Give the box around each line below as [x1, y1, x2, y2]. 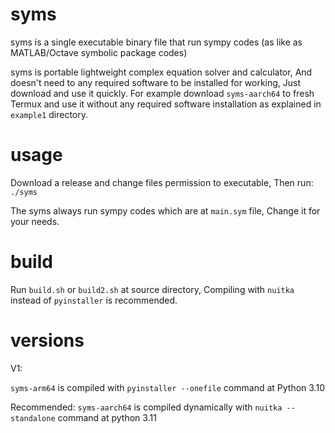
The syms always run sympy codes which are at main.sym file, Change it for [10, 204, 321, 217]
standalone [10, 413, 56, 423]
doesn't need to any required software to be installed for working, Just [10, 76, 302, 88]
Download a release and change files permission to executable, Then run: [10, 176, 314, 188]
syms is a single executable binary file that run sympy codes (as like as [10, 36, 303, 48]
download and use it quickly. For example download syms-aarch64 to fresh [10, 87, 315, 99]
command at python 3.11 [57, 411, 157, 423]
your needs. [10, 215, 60, 227]
